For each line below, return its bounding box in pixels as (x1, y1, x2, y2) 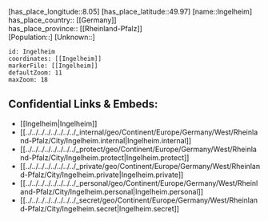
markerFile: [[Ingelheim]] (8, 62, 98, 70)
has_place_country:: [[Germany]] (8, 15, 118, 25)
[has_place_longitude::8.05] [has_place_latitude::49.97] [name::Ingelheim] (8, 7, 253, 16)
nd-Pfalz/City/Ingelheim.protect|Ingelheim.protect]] (19, 152, 190, 163)
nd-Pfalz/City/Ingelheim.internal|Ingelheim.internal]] (19, 135, 192, 145)
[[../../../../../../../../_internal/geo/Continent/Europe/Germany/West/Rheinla (19, 127, 258, 137)
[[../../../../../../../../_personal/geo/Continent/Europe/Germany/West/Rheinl (19, 178, 258, 187)
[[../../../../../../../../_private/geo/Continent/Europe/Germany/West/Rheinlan (19, 161, 261, 171)
